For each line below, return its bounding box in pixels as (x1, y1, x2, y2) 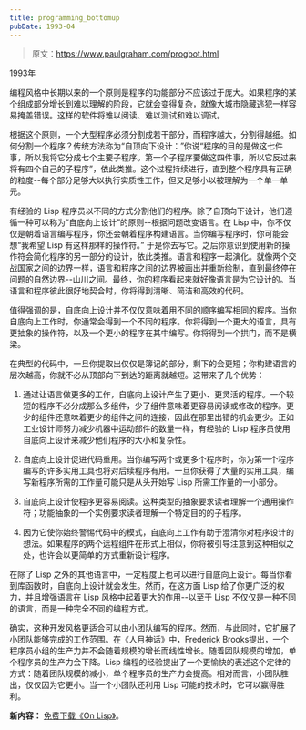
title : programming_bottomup (9, 13, 120, 23)
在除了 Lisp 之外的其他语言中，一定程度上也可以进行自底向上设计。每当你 (9, 569, 285, 580)
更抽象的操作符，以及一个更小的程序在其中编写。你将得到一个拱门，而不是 (9, 327, 289, 338)
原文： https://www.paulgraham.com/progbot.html (31, 47, 219, 59)
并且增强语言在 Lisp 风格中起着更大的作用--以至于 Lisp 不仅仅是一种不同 (25, 591, 297, 602)
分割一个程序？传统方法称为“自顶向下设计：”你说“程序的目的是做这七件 (16, 140, 284, 151)
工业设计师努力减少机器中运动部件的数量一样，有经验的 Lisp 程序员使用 (22, 423, 291, 434)
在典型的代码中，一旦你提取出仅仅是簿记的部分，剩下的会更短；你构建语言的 (9, 357, 297, 369)
